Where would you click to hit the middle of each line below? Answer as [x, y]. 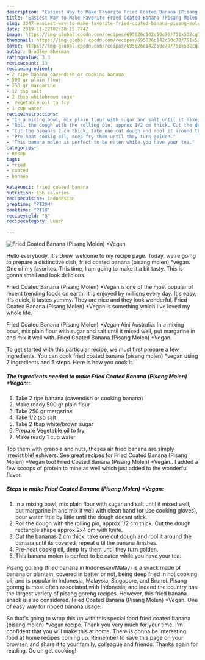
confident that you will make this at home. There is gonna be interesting [96, 631]
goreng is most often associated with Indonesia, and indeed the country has [102, 587]
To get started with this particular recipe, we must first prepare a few [93, 350]
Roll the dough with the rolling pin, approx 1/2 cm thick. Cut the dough [103, 523]
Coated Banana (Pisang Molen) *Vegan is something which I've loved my [98, 307]
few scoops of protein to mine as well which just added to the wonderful [97, 468]
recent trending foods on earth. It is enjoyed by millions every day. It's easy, [102, 294]
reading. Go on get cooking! [41, 651]
